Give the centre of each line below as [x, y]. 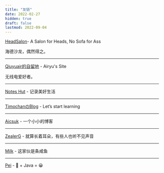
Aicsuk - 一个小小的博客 [29, 121]
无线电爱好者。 [20, 77]
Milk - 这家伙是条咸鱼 [26, 151]
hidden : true [18, 18]
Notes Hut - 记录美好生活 [30, 92]
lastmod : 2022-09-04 [26, 28]
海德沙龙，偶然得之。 [26, 52]
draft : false [18, 23]
